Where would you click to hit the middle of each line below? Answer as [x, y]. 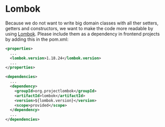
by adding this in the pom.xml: [37, 39]
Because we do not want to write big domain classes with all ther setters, [82, 23]
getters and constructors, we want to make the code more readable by [79, 28]
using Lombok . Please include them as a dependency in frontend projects [82, 34]
